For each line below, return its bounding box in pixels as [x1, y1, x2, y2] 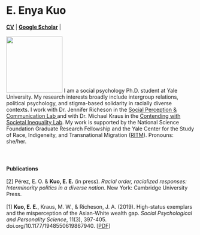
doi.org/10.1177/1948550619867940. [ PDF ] [6, 222, 111, 230]
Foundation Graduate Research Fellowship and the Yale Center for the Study [6, 125, 195, 132]
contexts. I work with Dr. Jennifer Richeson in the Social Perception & [6, 106, 177, 113]
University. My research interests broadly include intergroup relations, [6, 93, 178, 100]
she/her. [6, 138, 27, 145]
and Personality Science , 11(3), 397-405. [6, 216, 107, 223]
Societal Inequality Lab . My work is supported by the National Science [6, 118, 180, 126]
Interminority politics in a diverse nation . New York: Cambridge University [6, 184, 188, 191]
